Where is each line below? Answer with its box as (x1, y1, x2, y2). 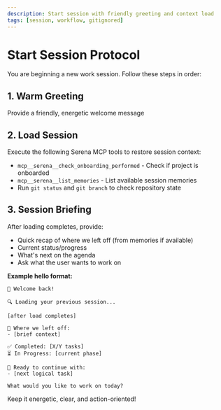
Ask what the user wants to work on (17, 258, 122, 267)
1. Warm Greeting (7, 90, 84, 102)
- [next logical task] (7, 370, 73, 377)
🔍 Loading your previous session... (7, 298, 116, 305)
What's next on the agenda (17, 250, 96, 259)
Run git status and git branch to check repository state (17, 183, 182, 192)
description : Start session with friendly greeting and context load (7, 10, 215, 17)
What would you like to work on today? (7, 382, 124, 389)
